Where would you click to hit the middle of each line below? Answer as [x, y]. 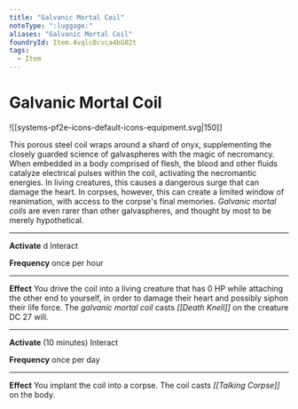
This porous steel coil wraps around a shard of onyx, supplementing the [141, 144]
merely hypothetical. [47, 220]
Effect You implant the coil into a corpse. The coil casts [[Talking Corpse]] [145, 385]
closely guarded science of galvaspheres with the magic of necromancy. [142, 154]
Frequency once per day [55, 359]
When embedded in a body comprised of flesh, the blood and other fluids [143, 163]
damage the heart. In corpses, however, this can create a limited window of [147, 191]
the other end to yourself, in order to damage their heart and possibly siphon [149, 298]
